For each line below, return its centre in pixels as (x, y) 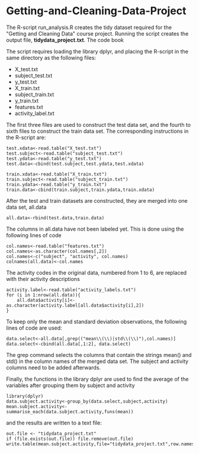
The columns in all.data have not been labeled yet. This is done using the (95, 229)
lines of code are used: (34, 328)
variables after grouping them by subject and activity (70, 385)
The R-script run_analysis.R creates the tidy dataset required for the (89, 27)
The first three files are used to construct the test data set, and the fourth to (99, 125)
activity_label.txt (34, 113)
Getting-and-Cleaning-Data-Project (96, 11)
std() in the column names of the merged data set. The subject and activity (97, 361)
